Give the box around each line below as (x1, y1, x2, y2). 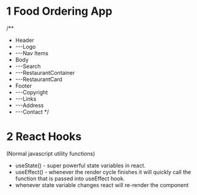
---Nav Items (15, 49, 49, 56)
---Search (15, 63, 41, 70)
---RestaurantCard (15, 75, 62, 83)
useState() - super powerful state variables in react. (15, 161, 146, 169)
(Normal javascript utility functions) (6, 150, 95, 157)
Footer (15, 82, 32, 90)
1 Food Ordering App (6, 4, 113, 18)
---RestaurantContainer (15, 69, 75, 76)
